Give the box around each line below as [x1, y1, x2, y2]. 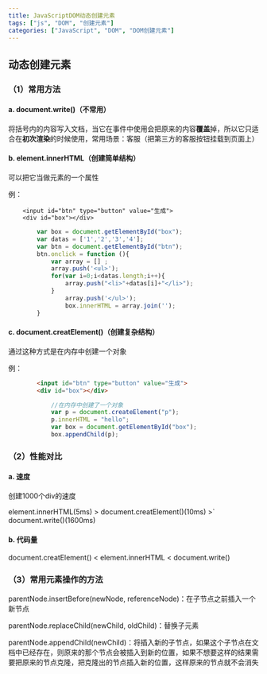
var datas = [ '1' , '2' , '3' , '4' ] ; [37, 235, 145, 243]
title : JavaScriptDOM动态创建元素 [8, 11, 115, 20]
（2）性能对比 [8, 451, 63, 462]
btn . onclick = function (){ [37, 250, 130, 258]
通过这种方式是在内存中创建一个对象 [8, 347, 127, 356]
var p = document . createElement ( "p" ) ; [50, 409, 180, 416]
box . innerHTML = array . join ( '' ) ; [64, 301, 176, 310]
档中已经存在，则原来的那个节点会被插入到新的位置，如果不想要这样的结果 [8, 647, 252, 657]
